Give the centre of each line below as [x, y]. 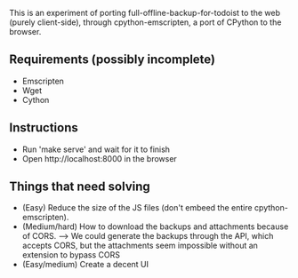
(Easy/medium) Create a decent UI [85, 265]
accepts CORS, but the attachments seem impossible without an [140, 246]
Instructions [44, 128]
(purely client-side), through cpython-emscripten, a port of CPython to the [145, 22]
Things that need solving [80, 187]
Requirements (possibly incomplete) [113, 60]
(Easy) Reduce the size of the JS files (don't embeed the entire [137, 208]
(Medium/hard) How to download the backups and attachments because [155, 226]
